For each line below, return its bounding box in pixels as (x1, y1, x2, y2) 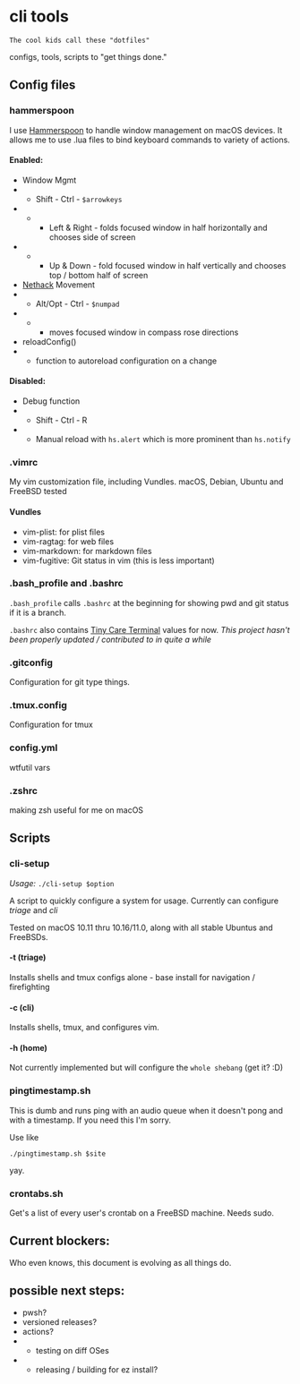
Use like (9, 1132, 39, 1142)
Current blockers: (9, 1234, 110, 1249)
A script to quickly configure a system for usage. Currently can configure (9, 895, 279, 906)
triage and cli (9, 904, 58, 915)
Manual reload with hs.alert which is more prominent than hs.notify (35, 434, 291, 445)
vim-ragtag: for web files (21, 535, 115, 547)
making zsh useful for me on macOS (9, 805, 144, 816)
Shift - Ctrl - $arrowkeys (35, 193, 123, 204)
